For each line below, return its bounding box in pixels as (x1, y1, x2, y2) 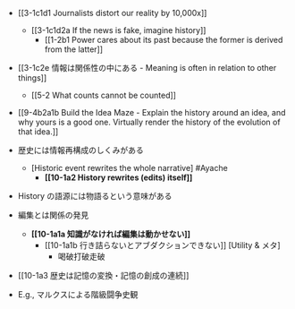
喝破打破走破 (57, 251, 105, 262)
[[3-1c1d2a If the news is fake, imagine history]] (30, 25, 206, 35)
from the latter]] (44, 44, 104, 55)
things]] (17, 73, 47, 83)
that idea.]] (17, 126, 59, 137)
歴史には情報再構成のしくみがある (17, 145, 145, 155)
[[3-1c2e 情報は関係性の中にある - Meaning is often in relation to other (17, 63, 277, 73)
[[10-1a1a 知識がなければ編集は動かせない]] (30, 228, 190, 239)
